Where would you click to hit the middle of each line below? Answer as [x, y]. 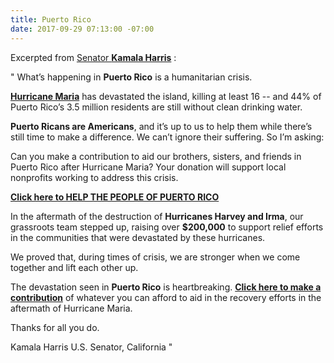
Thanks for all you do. [55, 327]
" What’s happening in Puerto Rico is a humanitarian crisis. [131, 77]
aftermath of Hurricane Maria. [71, 308]
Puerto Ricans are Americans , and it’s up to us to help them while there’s [161, 126]
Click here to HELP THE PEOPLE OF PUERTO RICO [115, 197]
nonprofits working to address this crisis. [94, 177]
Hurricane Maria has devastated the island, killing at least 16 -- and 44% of [166, 96]
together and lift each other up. [74, 267]
